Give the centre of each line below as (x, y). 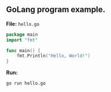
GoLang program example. (56, 10)
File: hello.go (23, 23)
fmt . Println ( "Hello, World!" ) (54, 56)
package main (22, 35)
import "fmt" (22, 40)
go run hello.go (26, 84)
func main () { (23, 50)
